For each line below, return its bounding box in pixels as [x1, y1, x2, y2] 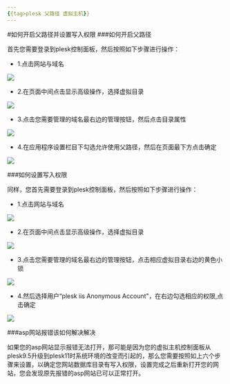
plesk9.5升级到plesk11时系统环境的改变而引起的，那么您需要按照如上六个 [7, 351, 215, 360]
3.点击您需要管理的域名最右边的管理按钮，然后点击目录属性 [17, 115, 186, 123]
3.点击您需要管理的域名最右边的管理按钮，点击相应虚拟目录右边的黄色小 [17, 255, 223, 263]
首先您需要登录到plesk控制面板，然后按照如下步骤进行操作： [7, 44, 180, 53]
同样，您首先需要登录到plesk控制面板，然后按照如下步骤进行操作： [7, 185, 198, 193]
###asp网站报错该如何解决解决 [7, 328, 96, 336]
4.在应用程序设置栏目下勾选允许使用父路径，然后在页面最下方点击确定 [17, 143, 217, 151]
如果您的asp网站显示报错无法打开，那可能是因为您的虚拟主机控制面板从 [7, 342, 211, 351]
